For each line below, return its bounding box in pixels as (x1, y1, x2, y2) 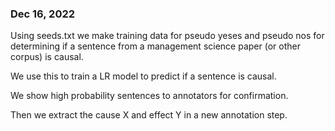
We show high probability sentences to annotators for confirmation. (10, 90, 289, 102)
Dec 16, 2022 (10, 7, 76, 21)
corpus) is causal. (10, 51, 84, 63)
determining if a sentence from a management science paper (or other (10, 40, 301, 52)
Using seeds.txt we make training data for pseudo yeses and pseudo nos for (10, 30, 325, 42)
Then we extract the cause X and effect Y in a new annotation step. (10, 109, 288, 121)
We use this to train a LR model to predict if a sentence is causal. (10, 70, 277, 82)
